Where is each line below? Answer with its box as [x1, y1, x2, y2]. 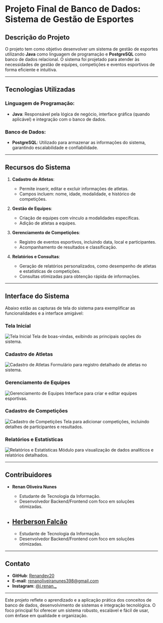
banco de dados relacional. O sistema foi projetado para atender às [5, 57, 140, 62]
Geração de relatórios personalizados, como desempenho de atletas [19, 263, 157, 269]
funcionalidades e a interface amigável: [5, 310, 84, 316]
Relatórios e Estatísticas [5, 436, 64, 443]
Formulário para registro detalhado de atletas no [50, 362, 147, 368]
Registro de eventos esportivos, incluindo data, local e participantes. [19, 239, 157, 245]
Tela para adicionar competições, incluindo [63, 418, 149, 424]
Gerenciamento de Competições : [12, 229, 81, 235]
